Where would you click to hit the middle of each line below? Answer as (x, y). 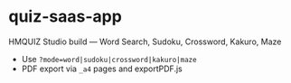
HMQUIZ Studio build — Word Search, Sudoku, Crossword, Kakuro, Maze (145, 41)
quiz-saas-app (66, 17)
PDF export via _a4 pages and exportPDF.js (102, 69)
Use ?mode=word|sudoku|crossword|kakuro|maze (109, 59)
